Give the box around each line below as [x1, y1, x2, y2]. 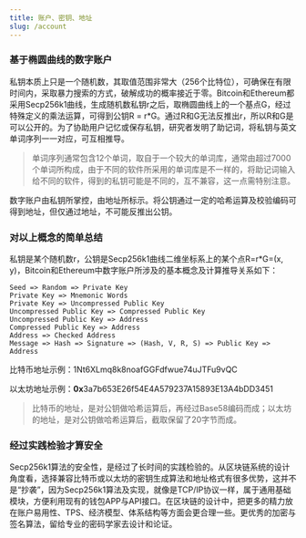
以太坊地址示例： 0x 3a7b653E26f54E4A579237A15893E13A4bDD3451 [9, 384, 273, 395]
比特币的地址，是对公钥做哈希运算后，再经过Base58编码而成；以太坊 [31, 403, 292, 414]
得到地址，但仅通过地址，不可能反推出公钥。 [9, 206, 178, 217]
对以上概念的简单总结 [9, 231, 103, 243]
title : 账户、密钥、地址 [9, 13, 93, 23]
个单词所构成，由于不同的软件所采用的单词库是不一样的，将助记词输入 [31, 163, 296, 174]
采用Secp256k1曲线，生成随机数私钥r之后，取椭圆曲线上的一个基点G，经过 [9, 98, 291, 109]
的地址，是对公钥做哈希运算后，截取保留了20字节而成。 [31, 414, 242, 425]
